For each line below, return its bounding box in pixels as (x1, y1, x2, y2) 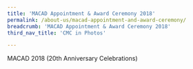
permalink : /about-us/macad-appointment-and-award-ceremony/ (7, 17, 187, 23)
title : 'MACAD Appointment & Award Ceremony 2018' (7, 10, 156, 17)
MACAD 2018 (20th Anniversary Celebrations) (7, 55, 138, 63)
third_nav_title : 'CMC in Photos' (7, 29, 107, 37)
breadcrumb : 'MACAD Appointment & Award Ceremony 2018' (7, 23, 171, 30)
